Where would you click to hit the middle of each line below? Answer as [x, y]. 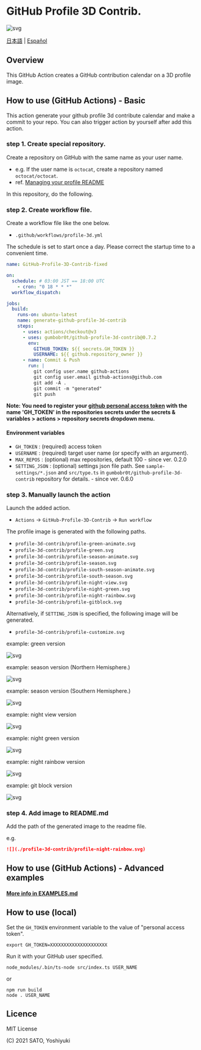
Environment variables [36, 433]
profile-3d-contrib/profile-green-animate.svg [75, 544]
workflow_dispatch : [37, 292]
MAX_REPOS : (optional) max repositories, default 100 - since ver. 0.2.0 [101, 459]
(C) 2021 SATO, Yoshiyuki [38, 1040]
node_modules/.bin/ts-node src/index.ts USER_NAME [72, 967]
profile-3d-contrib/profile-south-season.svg [74, 576]
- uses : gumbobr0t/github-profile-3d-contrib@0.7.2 [89, 337]
